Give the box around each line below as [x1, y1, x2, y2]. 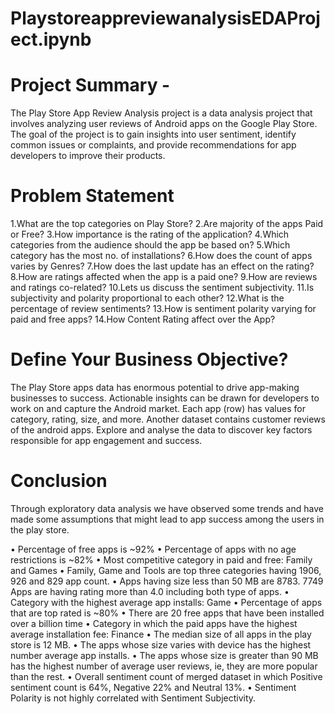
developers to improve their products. [10, 150, 166, 162]
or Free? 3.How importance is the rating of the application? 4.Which [10, 228, 290, 241]
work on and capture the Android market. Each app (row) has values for [10, 403, 306, 414]
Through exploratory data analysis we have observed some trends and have [10, 502, 324, 514]
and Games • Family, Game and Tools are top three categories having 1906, [10, 564, 322, 576]
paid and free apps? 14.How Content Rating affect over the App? [10, 313, 276, 326]
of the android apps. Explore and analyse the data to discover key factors [10, 424, 313, 436]
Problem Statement [10, 185, 175, 207]
